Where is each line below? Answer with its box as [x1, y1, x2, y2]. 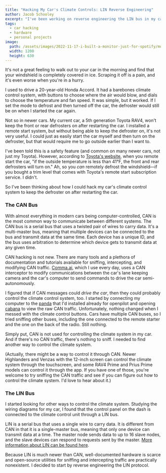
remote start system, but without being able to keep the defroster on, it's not [5, 128, 161, 134]
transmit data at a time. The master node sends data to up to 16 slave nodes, [5, 431, 161, 437]
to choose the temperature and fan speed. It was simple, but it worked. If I [5, 97, 156, 103]
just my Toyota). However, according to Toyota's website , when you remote [5, 153, 159, 159]
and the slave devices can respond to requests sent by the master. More [5, 436, 152, 443]
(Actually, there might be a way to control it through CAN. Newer [5, 351, 136, 357]
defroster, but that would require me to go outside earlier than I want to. [5, 139, 151, 144]
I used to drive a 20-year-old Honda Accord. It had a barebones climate [5, 87, 151, 93]
